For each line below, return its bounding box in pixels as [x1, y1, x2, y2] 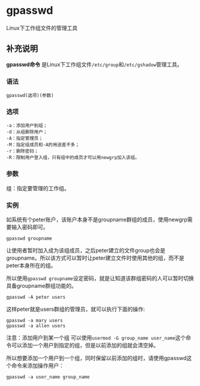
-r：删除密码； [6, 148, 39, 154]
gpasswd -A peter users [6, 294, 66, 300]
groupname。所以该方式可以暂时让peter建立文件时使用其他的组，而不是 [6, 254, 185, 261]
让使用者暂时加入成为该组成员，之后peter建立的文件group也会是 [6, 246, 166, 254]
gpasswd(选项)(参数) [6, 93, 54, 99]
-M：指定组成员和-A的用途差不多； [6, 142, 80, 148]
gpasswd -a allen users [6, 323, 66, 329]
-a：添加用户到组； [6, 123, 48, 129]
